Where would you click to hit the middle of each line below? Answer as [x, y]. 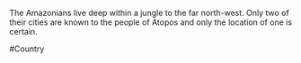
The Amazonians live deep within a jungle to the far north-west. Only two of [149, 13]
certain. [23, 31]
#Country [27, 49]
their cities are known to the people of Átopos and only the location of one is [151, 22]
